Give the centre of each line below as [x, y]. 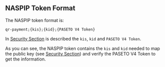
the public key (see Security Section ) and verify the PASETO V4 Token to [80, 53]
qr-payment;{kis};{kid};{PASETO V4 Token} [50, 29]
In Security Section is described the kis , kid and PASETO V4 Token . [73, 38]
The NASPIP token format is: [35, 20]
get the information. [26, 59]
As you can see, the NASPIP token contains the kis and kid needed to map [83, 48]
